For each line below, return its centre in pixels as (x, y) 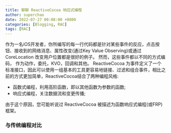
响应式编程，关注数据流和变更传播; (49, 94)
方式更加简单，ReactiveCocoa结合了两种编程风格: (66, 76)
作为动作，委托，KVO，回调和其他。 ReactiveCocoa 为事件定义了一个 (88, 63)
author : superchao (25, 15)
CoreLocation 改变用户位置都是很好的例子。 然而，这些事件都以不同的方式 (83, 57)
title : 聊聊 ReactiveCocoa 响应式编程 (44, 10)
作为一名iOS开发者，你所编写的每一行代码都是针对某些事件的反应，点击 (80, 45)
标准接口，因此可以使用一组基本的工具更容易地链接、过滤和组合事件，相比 (83, 70)
